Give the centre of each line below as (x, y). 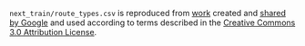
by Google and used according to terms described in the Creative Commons (152, 23)
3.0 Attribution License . (53, 32)
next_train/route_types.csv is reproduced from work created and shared (148, 13)
